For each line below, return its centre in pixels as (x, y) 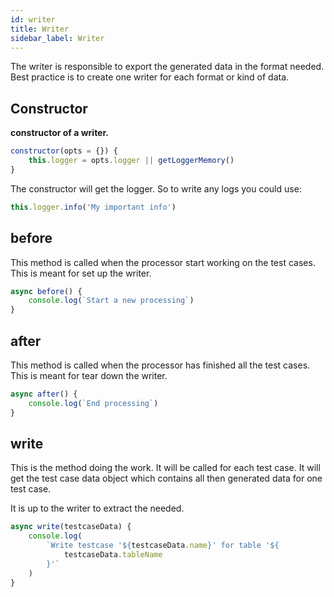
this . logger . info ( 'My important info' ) (93, 207)
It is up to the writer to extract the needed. (97, 508)
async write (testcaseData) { (71, 527)
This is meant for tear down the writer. (89, 375)
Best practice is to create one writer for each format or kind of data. (150, 77)
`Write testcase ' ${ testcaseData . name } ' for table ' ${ (163, 546)
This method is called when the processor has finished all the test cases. (160, 365)
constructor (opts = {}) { (64, 151)
